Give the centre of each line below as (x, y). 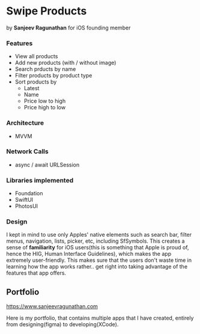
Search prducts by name (45, 69)
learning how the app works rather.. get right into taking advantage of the (97, 267)
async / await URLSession (47, 165)
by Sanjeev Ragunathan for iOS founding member (68, 28)
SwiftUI (24, 200)
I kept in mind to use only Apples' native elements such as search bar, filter (99, 235)
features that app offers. (36, 273)
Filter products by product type (53, 76)
